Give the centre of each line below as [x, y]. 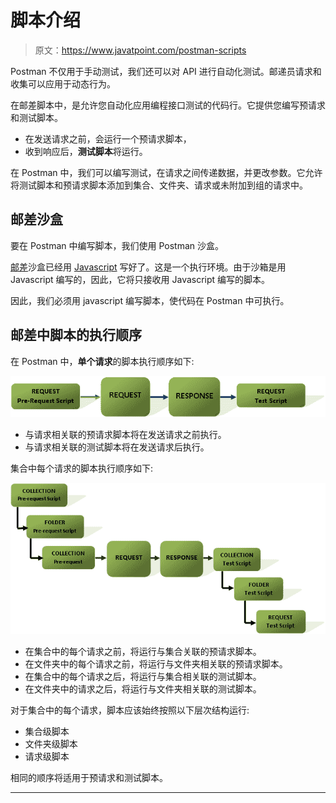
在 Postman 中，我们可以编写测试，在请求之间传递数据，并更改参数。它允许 [166, 172]
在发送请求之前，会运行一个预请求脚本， [108, 138]
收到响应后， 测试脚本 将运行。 [86, 151]
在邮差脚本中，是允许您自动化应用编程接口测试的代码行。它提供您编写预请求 [168, 105]
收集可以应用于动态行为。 [63, 83]
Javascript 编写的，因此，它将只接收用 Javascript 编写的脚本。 [140, 279]
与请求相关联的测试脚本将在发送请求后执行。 [117, 447]
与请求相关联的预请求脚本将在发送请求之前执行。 [125, 434]
